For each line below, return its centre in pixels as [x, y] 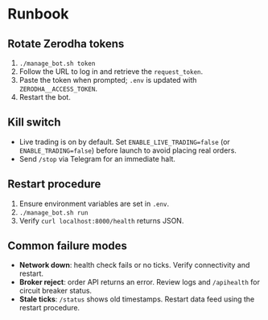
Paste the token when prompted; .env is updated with [108, 80]
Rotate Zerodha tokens [66, 44]
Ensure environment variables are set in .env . [94, 203]
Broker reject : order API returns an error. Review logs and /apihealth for [140, 282]
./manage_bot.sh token [57, 64]
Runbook [38, 14]
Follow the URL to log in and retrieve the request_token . [111, 72]
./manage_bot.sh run [54, 213]
